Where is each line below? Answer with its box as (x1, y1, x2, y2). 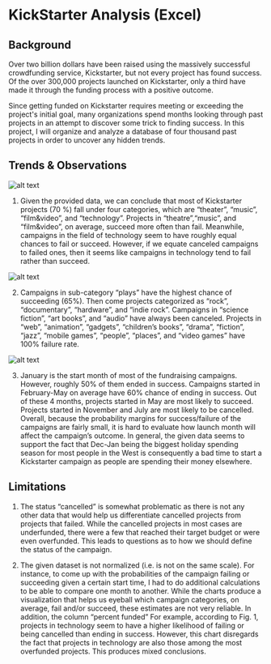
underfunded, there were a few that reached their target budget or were (19, 527, 260, 537)
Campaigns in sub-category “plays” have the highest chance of (19, 287, 232, 297)
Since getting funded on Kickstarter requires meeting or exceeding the (8, 101, 244, 110)
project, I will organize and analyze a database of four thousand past (8, 127, 237, 136)
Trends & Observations (8, 159, 127, 172)
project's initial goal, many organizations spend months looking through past (8, 109, 264, 119)
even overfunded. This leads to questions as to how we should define (19, 536, 252, 546)
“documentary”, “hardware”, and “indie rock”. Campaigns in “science (19, 304, 249, 314)
